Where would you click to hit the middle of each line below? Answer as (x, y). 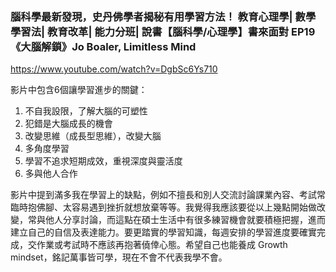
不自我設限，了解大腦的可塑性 (86, 111)
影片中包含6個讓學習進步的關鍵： (79, 90)
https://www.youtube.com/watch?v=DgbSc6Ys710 (114, 69)
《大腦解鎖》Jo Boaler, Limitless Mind (103, 46)
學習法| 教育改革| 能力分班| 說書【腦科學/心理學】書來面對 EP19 (163, 31)
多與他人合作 (51, 174)
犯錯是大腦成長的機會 (68, 124)
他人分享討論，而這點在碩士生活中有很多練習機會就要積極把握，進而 (185, 220)
